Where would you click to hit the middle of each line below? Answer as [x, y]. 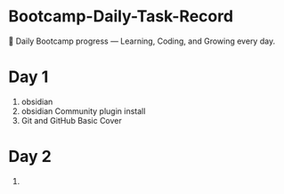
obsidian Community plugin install [83, 111]
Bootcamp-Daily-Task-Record [121, 16]
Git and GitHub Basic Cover [71, 120]
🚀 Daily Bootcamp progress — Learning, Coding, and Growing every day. [142, 41]
